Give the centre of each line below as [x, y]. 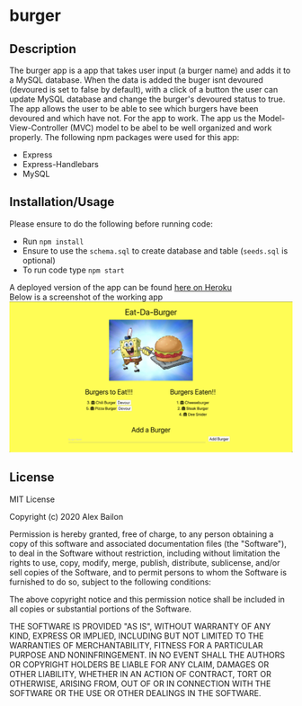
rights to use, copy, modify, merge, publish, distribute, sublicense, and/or [145, 562]
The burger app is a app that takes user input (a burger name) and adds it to [150, 70]
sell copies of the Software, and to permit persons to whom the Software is [148, 572]
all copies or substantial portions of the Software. [100, 609]
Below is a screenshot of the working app [86, 297]
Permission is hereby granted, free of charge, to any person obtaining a [142, 534]
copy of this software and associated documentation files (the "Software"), [148, 543]
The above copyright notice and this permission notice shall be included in [147, 599]
